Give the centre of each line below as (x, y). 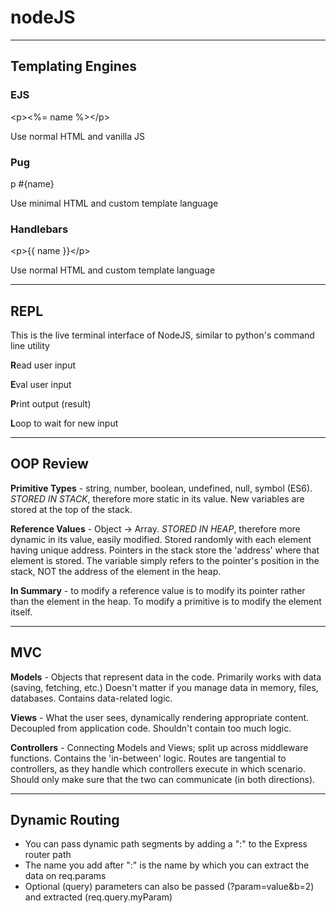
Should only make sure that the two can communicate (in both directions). (163, 779)
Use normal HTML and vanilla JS (77, 136)
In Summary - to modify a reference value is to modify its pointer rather (158, 590)
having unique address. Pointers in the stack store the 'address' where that (165, 550)
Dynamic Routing (65, 820)
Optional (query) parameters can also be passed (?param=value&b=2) (169, 887)
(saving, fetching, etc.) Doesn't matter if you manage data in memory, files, (164, 687)
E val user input (41, 385)
